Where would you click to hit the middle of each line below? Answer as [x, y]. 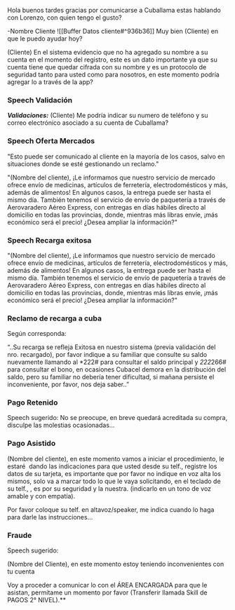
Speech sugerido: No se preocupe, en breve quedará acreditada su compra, [117, 418]
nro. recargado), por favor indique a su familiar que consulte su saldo [107, 355]
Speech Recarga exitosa [49, 240]
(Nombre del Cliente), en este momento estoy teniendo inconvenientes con [116, 564]
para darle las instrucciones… [50, 517]
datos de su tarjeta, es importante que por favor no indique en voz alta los [114, 473]
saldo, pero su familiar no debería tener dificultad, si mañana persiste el [111, 377]
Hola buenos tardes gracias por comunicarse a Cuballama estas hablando [114, 10]
